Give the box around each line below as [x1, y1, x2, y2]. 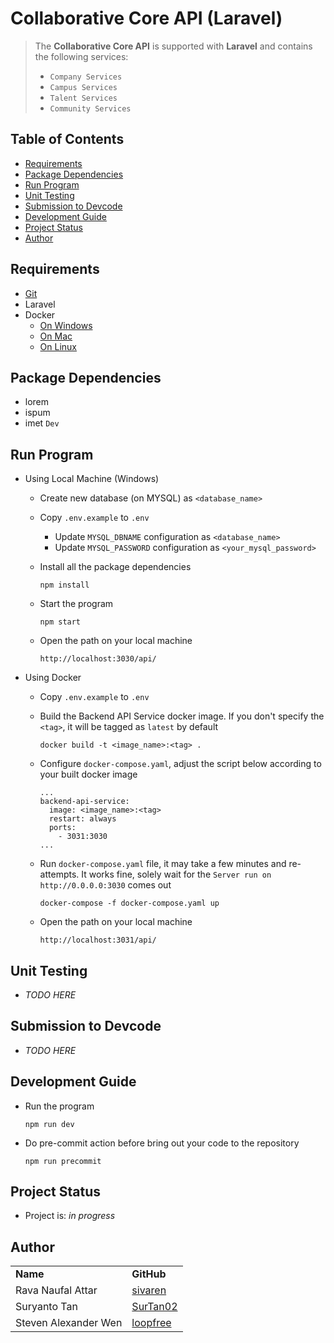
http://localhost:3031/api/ [39, 935, 157, 946]
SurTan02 [131, 1300, 178, 1314]
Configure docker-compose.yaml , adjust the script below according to [39, 758, 322, 770]
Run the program [24, 1100, 95, 1112]
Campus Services [49, 82, 118, 92]
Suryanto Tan [15, 1300, 78, 1314]
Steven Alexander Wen [15, 1316, 123, 1330]
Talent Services [49, 93, 118, 103]
